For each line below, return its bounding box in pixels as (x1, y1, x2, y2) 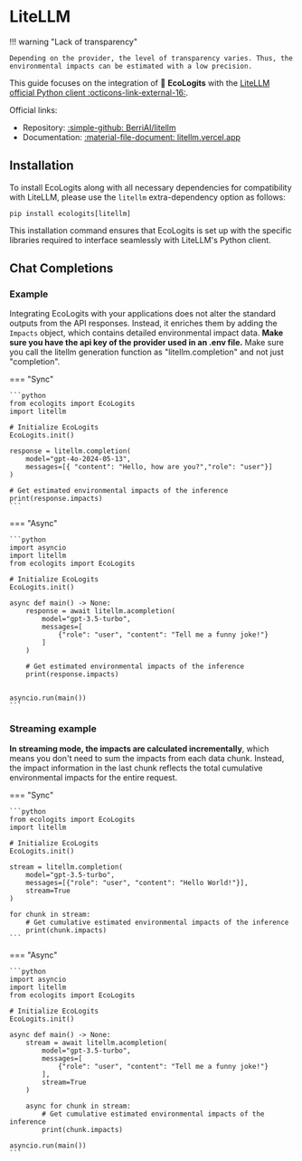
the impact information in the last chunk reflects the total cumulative (9, 762, 264, 773)
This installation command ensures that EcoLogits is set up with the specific (9, 224, 292, 236)
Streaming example (9, 722, 97, 735)
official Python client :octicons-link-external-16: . (9, 87, 189, 98)
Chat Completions (9, 260, 114, 277)
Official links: (9, 104, 58, 115)
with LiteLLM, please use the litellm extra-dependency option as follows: (9, 192, 287, 203)
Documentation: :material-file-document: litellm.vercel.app (22, 131, 241, 142)
